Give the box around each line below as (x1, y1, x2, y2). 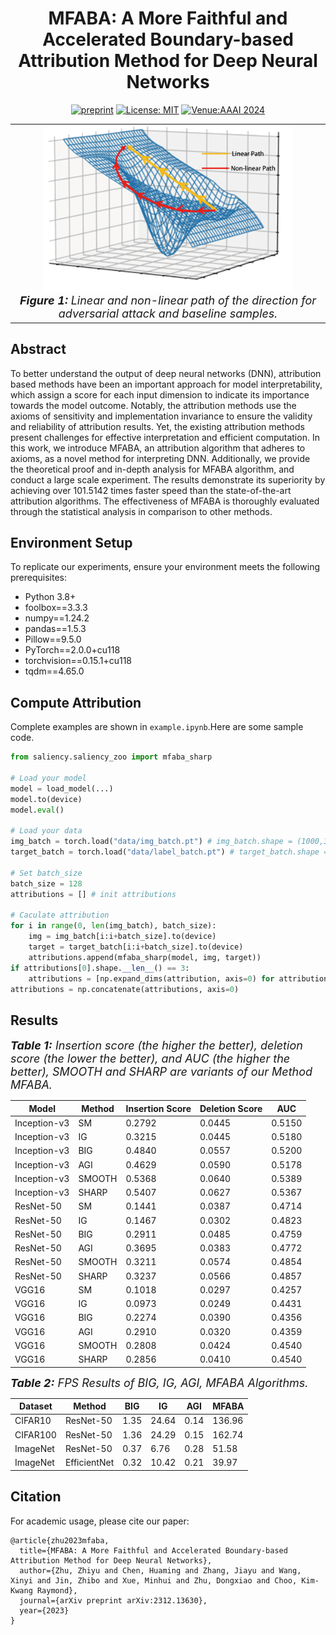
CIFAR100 (14, 1428, 57, 1441)
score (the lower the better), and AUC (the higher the (10, 1052, 291, 1066)
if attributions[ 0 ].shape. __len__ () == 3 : (10, 963, 190, 973)
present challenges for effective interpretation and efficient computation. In (10, 431, 320, 443)
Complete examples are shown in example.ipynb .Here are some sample (10, 721, 304, 733)
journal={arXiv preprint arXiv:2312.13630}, (19, 1595, 208, 1606)
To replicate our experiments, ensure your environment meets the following (10, 561, 321, 573)
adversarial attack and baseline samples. (58, 307, 278, 321)
